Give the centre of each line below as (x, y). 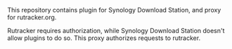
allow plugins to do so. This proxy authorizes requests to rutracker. (104, 38)
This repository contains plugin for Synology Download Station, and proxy (114, 10)
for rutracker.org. (32, 17)
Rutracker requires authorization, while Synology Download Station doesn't (116, 31)
